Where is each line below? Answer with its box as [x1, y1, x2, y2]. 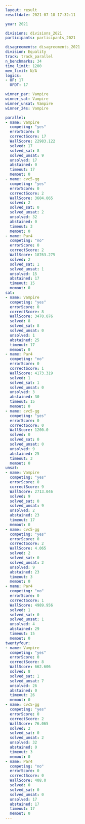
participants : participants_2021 [5, 35, 76, 41]
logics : [5, 73, 22, 78]
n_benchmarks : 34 [5, 59, 42, 64]
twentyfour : [5, 640, 30, 646]
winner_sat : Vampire [5, 96, 49, 101]
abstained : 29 [10, 626, 39, 631]
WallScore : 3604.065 [10, 196, 53, 201]
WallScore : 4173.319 [10, 370, 53, 376]
